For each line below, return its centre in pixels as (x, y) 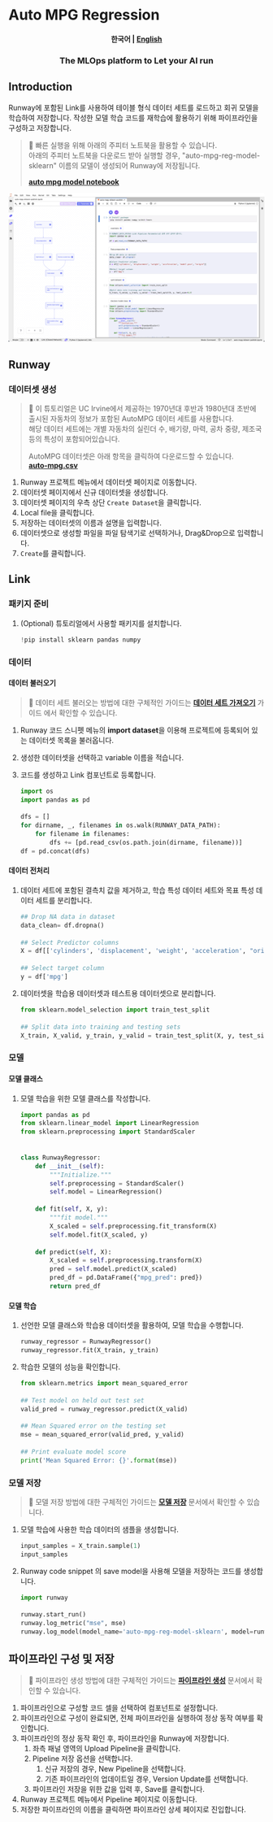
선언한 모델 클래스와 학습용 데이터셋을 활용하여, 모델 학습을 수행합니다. (132, 1325)
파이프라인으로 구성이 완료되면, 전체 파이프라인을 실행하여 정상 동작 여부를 (137, 1718)
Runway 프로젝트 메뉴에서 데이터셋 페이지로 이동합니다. (108, 482)
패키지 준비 (29, 604)
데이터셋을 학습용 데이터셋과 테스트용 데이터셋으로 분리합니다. (118, 993)
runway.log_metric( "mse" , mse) (73, 1624)
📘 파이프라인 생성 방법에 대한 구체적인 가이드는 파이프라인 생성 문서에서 (141, 1680)
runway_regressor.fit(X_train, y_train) (89, 1350)
